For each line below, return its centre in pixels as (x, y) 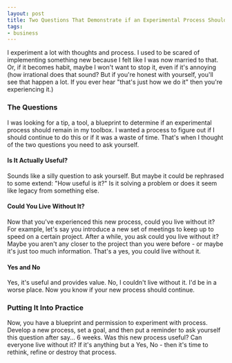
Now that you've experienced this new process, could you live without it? (111, 222)
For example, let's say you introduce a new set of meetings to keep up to (110, 229)
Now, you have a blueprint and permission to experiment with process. (108, 323)
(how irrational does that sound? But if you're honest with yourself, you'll (110, 75)
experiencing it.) (30, 89)
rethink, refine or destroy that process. (62, 352)
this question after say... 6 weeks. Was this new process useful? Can (105, 337)
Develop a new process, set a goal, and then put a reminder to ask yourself (114, 330)
